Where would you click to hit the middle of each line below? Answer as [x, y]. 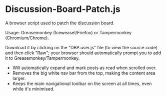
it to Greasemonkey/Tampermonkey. [42, 58]
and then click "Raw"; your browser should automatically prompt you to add [83, 53]
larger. [19, 78]
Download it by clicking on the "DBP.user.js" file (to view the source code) [81, 47]
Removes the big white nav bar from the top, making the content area [84, 73]
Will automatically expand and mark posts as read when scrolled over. [84, 68]
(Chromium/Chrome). [27, 38]
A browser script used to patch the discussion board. [60, 23]
